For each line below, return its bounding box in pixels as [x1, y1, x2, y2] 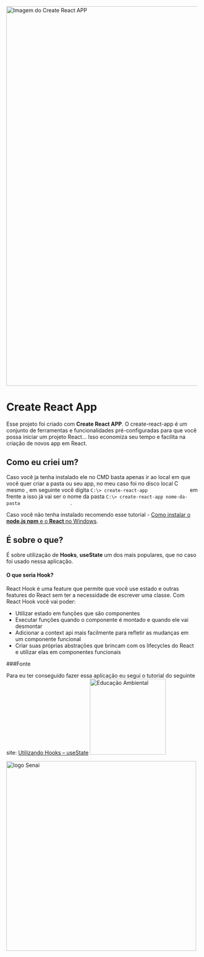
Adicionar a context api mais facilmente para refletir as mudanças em [15, 628, 189, 636]
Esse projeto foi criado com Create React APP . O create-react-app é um [6, 420, 188, 427]
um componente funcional [15, 635, 81, 642]
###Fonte [6, 660, 31, 667]
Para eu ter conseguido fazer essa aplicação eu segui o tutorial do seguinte [6, 672, 195, 679]
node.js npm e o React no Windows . [6, 517, 98, 525]
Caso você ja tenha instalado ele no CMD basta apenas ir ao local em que [6, 473, 191, 480]
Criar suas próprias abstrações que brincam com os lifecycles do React [15, 642, 194, 649]
